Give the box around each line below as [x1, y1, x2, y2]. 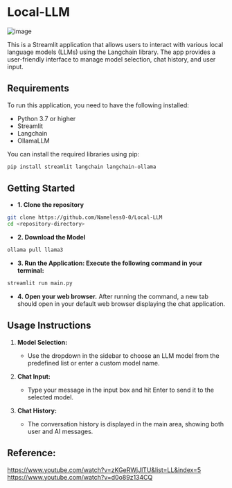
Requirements [7, 82, 69, 94]
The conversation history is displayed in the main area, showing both [27, 419, 224, 428]
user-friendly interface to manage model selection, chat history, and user [7, 55, 216, 63]
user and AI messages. [27, 427, 93, 435]
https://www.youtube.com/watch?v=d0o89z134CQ [7, 473, 153, 481]
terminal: [17, 266, 44, 275]
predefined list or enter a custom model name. [27, 359, 160, 367]
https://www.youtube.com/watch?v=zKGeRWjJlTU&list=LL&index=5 [7, 465, 202, 474]
